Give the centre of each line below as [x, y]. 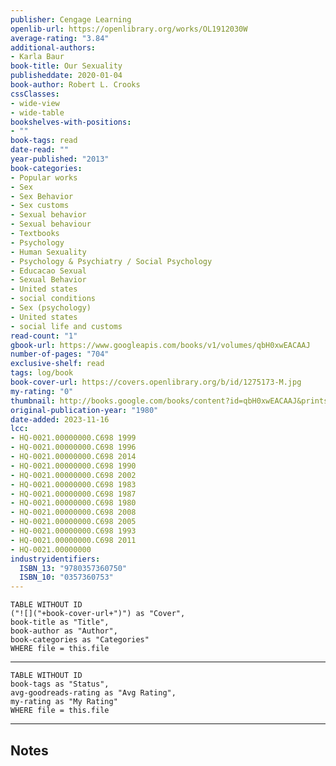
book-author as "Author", [64, 631]
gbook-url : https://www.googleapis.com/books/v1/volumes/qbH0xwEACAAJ [160, 345]
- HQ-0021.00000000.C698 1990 [73, 466]
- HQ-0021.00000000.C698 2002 [73, 475]
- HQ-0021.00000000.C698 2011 [73, 540]
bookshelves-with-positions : [71, 122]
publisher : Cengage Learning [71, 19]
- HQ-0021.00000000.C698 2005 [73, 522]
